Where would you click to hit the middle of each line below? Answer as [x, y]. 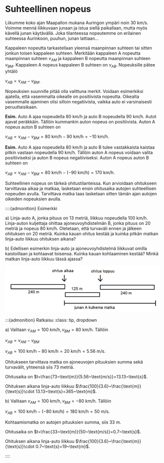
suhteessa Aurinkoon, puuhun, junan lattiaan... [52, 38]
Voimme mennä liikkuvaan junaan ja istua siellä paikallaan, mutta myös [76, 28]
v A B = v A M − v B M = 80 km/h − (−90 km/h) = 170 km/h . [60, 173]
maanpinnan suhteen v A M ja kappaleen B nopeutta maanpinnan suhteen [78, 59]
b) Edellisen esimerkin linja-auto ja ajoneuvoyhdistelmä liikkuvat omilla [76, 248]
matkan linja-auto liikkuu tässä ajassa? [44, 259]
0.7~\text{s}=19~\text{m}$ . [63, 447]
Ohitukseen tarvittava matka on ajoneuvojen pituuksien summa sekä [74, 362]
